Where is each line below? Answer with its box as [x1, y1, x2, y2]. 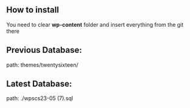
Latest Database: [6, 79, 72, 89]
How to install [6, 5, 59, 15]
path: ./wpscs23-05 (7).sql [6, 95, 73, 102]
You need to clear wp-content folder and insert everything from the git [6, 21, 184, 28]
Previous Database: [6, 45, 83, 55]
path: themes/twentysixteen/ [6, 61, 79, 69]
